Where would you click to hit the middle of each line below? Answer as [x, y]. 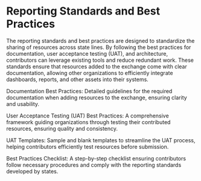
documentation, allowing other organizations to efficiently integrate [90, 73]
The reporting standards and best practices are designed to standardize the [101, 41]
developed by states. [32, 171]
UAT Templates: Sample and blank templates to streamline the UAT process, [101, 140]
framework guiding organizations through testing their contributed [88, 122]
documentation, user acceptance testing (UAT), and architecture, [87, 53]
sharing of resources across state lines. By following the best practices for [99, 47]
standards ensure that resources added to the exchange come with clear [97, 66]
